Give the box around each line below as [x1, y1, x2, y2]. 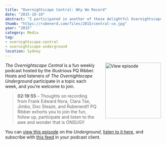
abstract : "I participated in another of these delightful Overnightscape [5, 16, 163, 21]
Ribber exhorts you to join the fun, [17, 108, 87, 114]
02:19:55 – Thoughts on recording [17, 93, 87, 99]
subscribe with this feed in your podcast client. [5, 134, 101, 140]
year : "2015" [5, 26, 32, 31]
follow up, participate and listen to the [17, 114, 95, 120]
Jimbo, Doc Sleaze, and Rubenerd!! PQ [17, 103, 97, 109]
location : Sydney [5, 48, 41, 53]
